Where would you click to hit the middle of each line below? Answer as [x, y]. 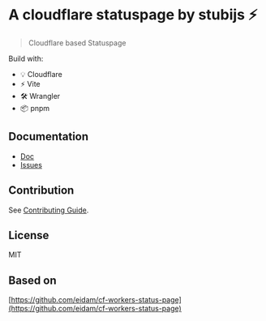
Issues [31, 165]
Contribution [41, 190]
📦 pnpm [35, 108]
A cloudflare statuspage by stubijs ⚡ [133, 15]
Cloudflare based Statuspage [77, 43]
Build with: [26, 58]
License [29, 235]
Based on [32, 280]
